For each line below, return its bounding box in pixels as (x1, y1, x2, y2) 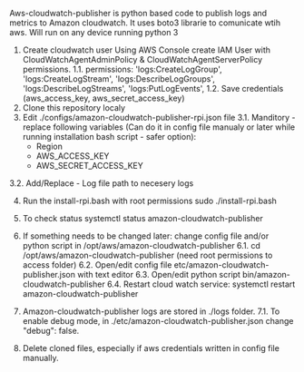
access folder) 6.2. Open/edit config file (22, 259, 172, 270)
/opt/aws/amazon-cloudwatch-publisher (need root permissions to (22, 250, 273, 260)
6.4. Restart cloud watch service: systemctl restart (107, 279, 296, 289)
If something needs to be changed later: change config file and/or (22, 230, 270, 241)
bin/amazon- (241, 269, 290, 279)
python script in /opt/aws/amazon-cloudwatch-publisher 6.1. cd (22, 240, 261, 250)
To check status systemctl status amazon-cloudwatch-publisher (22, 213, 263, 223)
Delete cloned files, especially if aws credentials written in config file (22, 343, 279, 353)
